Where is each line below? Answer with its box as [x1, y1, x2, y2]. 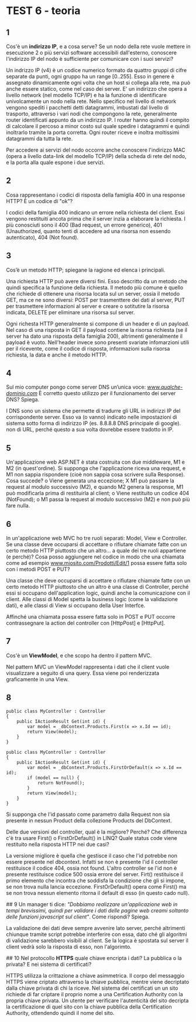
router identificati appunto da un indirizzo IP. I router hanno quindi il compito [6, 116, 190, 124]
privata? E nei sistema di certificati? [6, 961, 92, 968]
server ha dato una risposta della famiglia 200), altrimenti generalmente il [6, 332, 183, 339]
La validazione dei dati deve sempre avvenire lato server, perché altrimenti [6, 924, 185, 931]
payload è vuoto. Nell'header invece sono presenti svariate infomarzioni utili [6, 338, 189, 346]
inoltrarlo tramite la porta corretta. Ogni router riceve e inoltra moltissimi [6, 129, 180, 136]
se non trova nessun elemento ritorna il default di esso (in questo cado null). [6, 889, 190, 896]
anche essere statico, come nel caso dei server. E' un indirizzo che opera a [6, 85, 187, 92]
